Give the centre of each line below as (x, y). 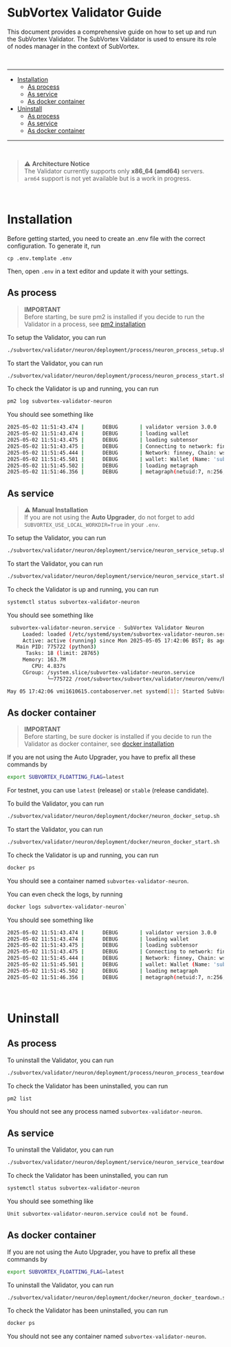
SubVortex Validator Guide (85, 13)
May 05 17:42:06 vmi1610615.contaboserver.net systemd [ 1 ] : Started (106, 691)
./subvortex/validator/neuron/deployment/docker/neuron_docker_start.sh (113, 842)
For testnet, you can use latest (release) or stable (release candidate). (108, 790)
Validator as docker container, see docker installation (99, 744)
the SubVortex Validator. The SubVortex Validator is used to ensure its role (112, 39)
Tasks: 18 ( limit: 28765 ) (62, 654)
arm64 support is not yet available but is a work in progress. (107, 178)
